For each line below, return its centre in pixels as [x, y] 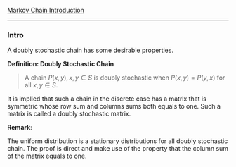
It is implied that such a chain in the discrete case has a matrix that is [107, 99]
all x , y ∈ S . [41, 85]
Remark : [20, 128]
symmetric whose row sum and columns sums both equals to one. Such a [114, 106]
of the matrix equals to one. [47, 156]
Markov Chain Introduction [46, 10]
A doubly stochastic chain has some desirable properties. [91, 50]
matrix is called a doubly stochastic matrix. [69, 114]
